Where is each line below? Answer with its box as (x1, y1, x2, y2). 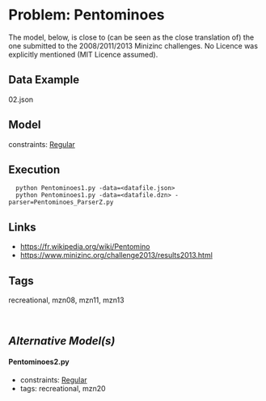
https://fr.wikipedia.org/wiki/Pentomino (19, 242, 150, 251)
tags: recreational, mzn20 (19, 383, 107, 393)
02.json (8, 95, 34, 104)
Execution (8, 163, 61, 176)
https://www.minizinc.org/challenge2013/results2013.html (19, 251, 213, 260)
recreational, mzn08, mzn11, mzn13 (8, 295, 125, 305)
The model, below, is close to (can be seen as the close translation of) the (8, 32, 255, 42)
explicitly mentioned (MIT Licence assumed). (8, 49, 158, 59)
